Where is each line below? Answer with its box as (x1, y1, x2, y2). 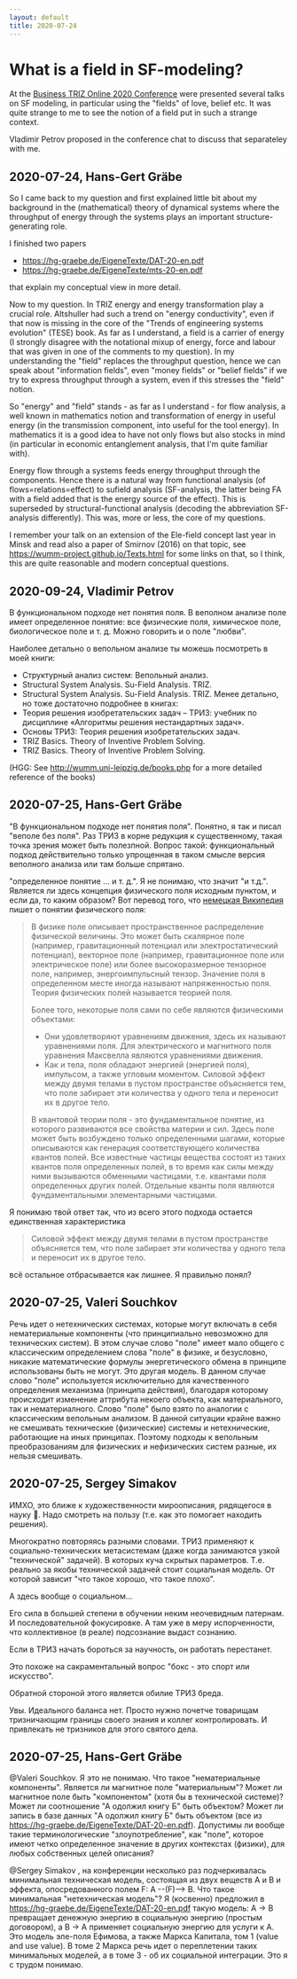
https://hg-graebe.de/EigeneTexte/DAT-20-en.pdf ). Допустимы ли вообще (9, 1819, 285, 1831)
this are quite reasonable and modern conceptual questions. (9, 558, 230, 568)
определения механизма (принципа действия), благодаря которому (9, 1384, 269, 1395)
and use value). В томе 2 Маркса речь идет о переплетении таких (9, 1941, 258, 1952)
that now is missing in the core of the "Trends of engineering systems (9, 318, 264, 329)
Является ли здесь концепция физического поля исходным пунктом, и (9, 885, 277, 896)
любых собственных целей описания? (9, 1848, 155, 1858)
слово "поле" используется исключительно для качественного (9, 1375, 250, 1386)
